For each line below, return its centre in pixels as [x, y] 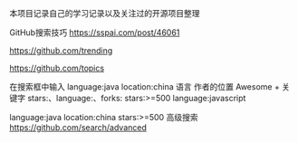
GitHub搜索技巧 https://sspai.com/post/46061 [95, 33]
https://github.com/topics [57, 68]
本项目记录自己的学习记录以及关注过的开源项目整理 [105, 13]
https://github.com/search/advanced [78, 128]
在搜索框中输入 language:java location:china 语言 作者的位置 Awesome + [145, 87]
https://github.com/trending [61, 51]
